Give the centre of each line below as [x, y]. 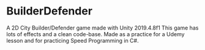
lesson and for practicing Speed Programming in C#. [73, 40]
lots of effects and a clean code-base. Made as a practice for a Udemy [95, 34]
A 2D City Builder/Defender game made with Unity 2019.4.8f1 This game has [102, 28]
